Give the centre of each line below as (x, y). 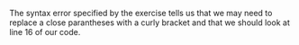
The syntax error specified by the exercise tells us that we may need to (141, 13)
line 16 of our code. (45, 32)
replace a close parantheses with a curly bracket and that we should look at (149, 22)
